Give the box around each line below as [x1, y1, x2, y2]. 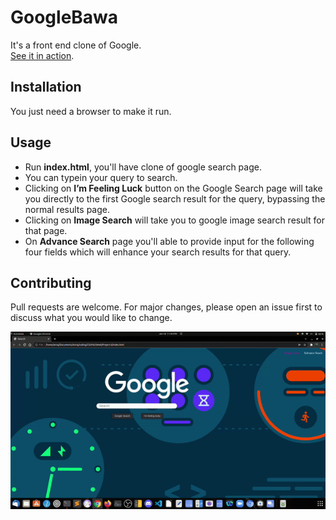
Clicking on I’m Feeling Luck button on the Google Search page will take [24, 182, 323, 194]
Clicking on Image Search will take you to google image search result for [24, 214, 326, 226]
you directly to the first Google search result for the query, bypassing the [24, 192, 326, 205]
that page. [24, 224, 68, 236]
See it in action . [10, 49, 75, 61]
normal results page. [24, 203, 110, 215]
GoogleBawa [10, 6, 119, 29]
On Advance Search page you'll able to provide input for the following [24, 235, 315, 247]
